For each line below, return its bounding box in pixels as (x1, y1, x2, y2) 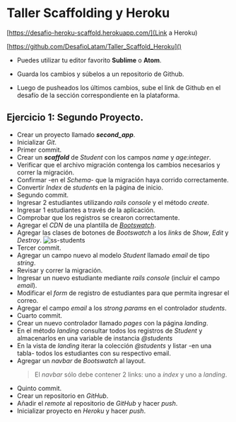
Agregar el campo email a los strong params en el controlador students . (16, 304, 227, 312)
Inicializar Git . (16, 138, 57, 146)
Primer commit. (16, 145, 62, 154)
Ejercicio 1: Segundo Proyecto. (6, 111, 144, 123)
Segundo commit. (16, 190, 69, 199)
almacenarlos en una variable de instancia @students (16, 333, 173, 342)
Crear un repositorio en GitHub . (16, 392, 109, 400)
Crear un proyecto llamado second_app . (16, 130, 136, 139)
